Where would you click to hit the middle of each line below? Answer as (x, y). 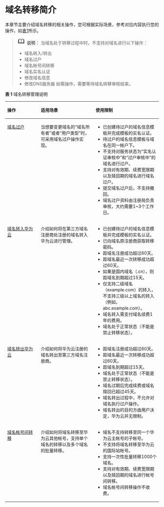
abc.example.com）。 (124, 308)
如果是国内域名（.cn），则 (128, 271)
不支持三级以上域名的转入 (129, 296)
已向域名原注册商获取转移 (129, 241)
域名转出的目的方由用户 (126, 410)
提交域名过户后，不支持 (126, 188)
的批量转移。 (54, 451)
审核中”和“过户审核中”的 (131, 157)
